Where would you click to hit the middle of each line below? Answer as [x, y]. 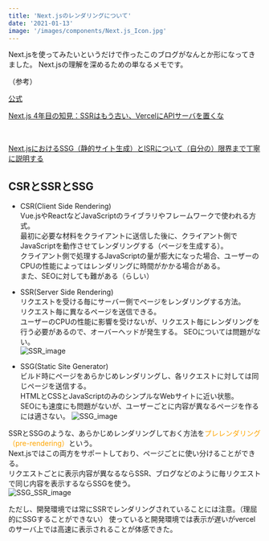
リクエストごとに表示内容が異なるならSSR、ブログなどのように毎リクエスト [134, 473]
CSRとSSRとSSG [51, 186]
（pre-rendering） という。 [53, 444]
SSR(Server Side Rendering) [67, 292]
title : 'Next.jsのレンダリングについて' [70, 16]
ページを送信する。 [59, 386]
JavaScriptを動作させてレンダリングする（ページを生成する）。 [124, 246]
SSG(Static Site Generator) [64, 367]
